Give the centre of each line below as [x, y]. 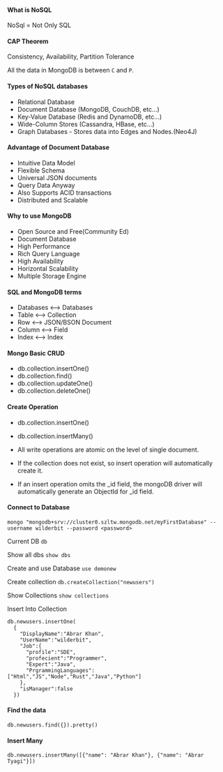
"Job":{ [31, 646]
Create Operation [33, 407]
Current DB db [27, 541]
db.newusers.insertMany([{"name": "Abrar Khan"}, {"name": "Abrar [106, 755]
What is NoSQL [30, 10]
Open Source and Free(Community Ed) [73, 232]
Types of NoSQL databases [48, 86]
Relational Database [46, 102]
